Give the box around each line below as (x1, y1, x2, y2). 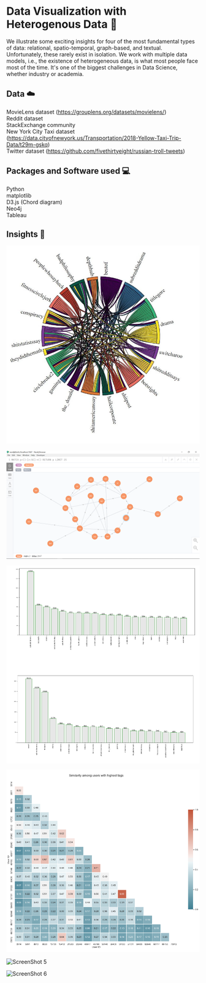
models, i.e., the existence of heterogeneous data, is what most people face (6, 57, 198, 64)
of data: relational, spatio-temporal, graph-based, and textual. (6, 44, 162, 52)
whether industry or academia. (6, 70, 84, 77)
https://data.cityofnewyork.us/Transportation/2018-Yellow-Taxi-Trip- (8, 134, 182, 142)
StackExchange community (6, 121, 75, 128)
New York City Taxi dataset (6, 128, 75, 135)
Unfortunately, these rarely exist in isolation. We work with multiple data (6, 50, 188, 58)
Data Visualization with (6, 4, 127, 18)
